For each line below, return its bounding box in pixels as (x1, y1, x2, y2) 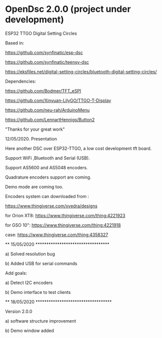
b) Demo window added (5, 328, 54, 334)
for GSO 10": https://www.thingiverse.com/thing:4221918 (5, 222, 121, 228)
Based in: (5, 40, 24, 46)
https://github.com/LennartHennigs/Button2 (5, 116, 95, 122)
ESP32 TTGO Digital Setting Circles (5, 30, 77, 36)
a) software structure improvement (5, 318, 76, 324)
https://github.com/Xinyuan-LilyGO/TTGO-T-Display (5, 97, 111, 103)
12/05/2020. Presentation (5, 136, 57, 142)
